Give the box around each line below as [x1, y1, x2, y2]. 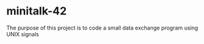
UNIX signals [6, 30, 39, 37]
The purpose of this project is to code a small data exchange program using [6, 24, 198, 31]
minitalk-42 [6, 4, 67, 18]
